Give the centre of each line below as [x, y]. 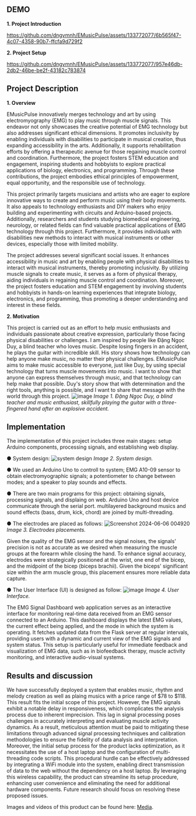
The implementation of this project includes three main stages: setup [89, 441]
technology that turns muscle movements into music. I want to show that [94, 371]
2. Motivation [23, 316]
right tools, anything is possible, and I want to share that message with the [96, 390]
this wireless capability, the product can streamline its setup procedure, [92, 777]
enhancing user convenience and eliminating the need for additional [88, 783]
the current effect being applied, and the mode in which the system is [90, 626]
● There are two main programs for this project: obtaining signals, [86, 494]
